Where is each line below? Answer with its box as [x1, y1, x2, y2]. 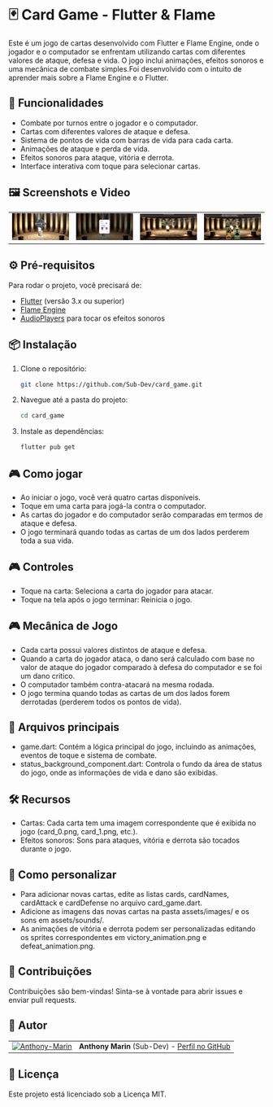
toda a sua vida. [19, 536, 74, 545]
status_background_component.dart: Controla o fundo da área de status [19, 759, 262, 769]
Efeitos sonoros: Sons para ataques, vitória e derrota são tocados [19, 835, 240, 846]
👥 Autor [8, 1018, 48, 1033]
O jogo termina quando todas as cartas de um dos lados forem [19, 688, 230, 698]
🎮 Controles [8, 560, 74, 574]
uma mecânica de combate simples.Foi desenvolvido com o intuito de [8, 63, 242, 73]
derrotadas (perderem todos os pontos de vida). [19, 697, 182, 707]
